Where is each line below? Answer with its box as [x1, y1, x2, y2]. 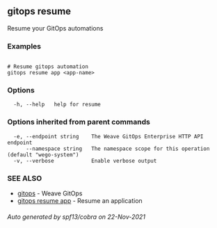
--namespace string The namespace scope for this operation [25, 145, 210, 152]
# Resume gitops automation [7, 63, 89, 70]
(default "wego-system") [7, 151, 79, 158]
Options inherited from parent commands [7, 117, 151, 127]
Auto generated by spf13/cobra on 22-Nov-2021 [7, 212, 146, 221]
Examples [7, 41, 42, 51]
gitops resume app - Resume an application [17, 197, 143, 204]
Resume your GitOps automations [7, 24, 104, 32]
